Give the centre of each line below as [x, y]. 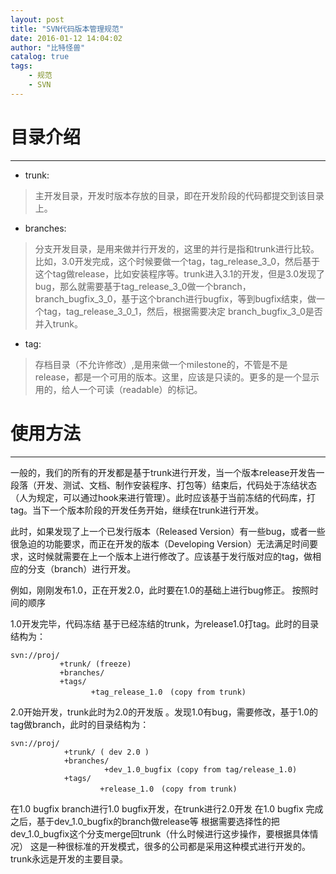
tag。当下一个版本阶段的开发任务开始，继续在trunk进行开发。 [137, 510]
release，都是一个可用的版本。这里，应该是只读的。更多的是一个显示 [177, 377]
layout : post [37, 19]
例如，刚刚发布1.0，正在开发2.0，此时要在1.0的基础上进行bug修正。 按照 [160, 590]
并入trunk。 [58, 323]
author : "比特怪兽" [48, 47]
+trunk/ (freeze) [95, 664]
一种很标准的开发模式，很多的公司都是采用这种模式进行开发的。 [179, 846]
